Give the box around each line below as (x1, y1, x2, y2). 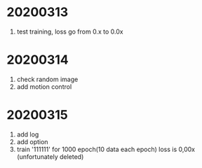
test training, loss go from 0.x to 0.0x (16, 27, 123, 36)
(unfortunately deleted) (16, 152, 84, 161)
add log (16, 130, 39, 139)
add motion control (16, 82, 72, 91)
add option (16, 137, 48, 146)
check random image (16, 75, 79, 83)
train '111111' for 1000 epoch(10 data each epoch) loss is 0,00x (16, 145, 196, 153)
